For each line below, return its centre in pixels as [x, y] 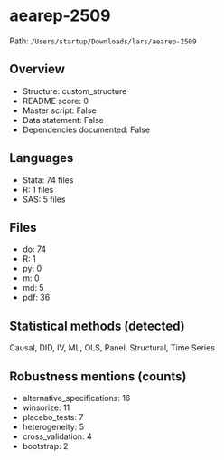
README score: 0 [55, 101]
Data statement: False [63, 120]
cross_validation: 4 [57, 436]
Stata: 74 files [48, 180]
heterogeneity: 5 [53, 427]
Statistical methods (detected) [97, 326]
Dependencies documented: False [86, 129]
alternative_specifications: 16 [76, 398]
